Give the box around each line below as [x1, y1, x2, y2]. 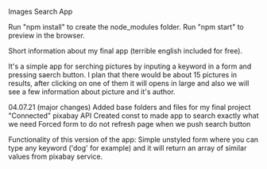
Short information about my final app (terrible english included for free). [8, 46, 243, 55]
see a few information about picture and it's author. [8, 87, 176, 96]
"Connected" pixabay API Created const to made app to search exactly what [8, 111, 259, 120]
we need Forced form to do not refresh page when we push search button [8, 120, 251, 128]
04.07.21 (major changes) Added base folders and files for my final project [8, 103, 251, 112]
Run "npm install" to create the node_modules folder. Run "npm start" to [8, 22, 244, 31]
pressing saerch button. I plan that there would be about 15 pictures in [8, 70, 238, 79]
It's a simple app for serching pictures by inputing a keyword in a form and [8, 61, 252, 71]
